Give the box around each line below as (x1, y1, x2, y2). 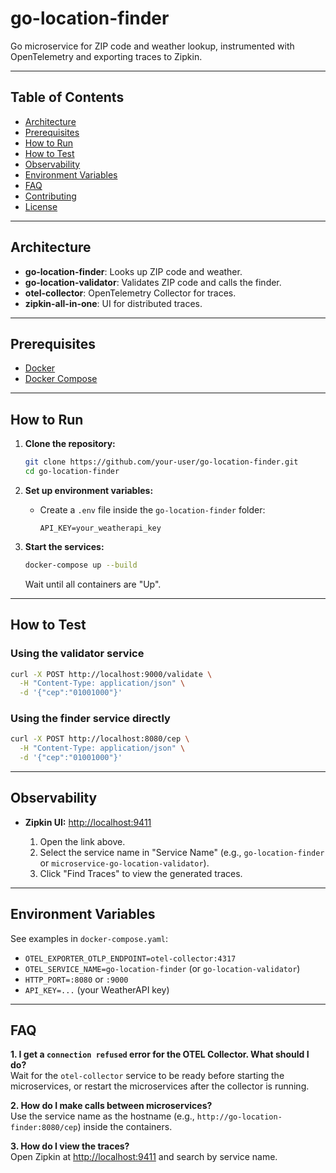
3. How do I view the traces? (10, 1140, 130, 1152)
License (24, 200, 58, 212)
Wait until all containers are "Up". (24, 578, 162, 590)
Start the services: (24, 540, 105, 552)
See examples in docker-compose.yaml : (10, 932, 168, 944)
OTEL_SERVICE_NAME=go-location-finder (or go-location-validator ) (24, 962, 301, 974)
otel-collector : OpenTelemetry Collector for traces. (24, 287, 237, 299)
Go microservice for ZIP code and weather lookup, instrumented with (10, 40, 295, 52)
